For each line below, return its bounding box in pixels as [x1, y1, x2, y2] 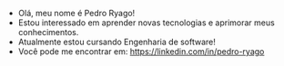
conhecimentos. [17, 27, 79, 37]
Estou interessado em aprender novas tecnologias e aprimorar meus [17, 17, 275, 28]
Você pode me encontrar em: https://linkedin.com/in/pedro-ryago [17, 46, 265, 57]
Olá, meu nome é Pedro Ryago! [17, 8, 136, 18]
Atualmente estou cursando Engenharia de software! [17, 36, 217, 47]
